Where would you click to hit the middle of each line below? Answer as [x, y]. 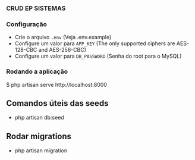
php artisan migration [41, 150]
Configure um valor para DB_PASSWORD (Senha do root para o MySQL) [98, 56]
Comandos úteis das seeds [57, 103]
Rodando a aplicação [37, 71]
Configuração [27, 24]
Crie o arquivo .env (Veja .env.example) [63, 37]
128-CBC [26, 50]
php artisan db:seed [39, 118]
